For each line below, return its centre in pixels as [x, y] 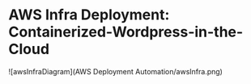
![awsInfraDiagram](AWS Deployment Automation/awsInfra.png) [115, 71]
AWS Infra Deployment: [89, 15]
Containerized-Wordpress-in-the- [126, 32]
